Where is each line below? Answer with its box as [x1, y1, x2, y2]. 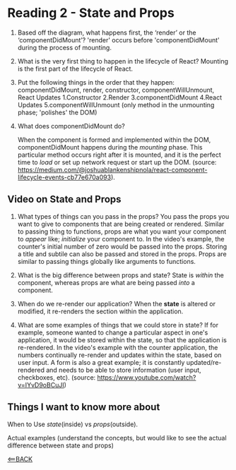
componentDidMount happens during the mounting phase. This [17, 143, 203, 151]
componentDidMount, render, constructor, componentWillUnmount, [17, 85, 215, 94]
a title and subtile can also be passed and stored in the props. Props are [17, 249, 228, 258]
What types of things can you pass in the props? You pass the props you [17, 212, 230, 220]
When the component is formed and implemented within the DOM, [17, 135, 211, 144]
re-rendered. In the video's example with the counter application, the [17, 343, 218, 351]
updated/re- [186, 358, 222, 366]
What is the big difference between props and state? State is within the [17, 270, 225, 279]
